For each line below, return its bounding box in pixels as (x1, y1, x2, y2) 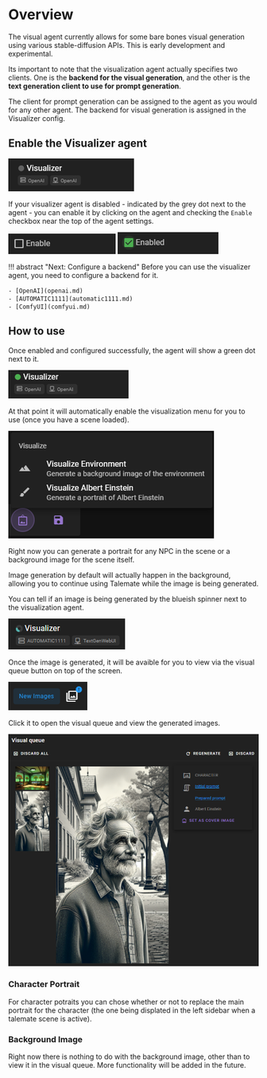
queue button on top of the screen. (8, 665, 123, 675)
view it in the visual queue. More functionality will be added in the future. (8, 1060, 246, 1070)
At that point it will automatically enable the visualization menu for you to (8, 406, 246, 416)
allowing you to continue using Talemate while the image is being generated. (8, 578, 259, 588)
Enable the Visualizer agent (8, 137, 147, 151)
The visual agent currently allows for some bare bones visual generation (8, 32, 245, 41)
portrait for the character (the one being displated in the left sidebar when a (8, 1005, 256, 1015)
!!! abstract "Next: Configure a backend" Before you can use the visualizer (8, 261, 251, 272)
